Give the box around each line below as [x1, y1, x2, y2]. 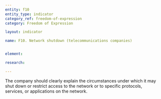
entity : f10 [5, 7, 29, 12]
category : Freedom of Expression [5, 20, 73, 26]
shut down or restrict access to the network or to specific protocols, [5, 83, 142, 89]
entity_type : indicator [5, 12, 54, 17]
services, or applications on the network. [5, 88, 88, 94]
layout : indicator [5, 30, 43, 35]
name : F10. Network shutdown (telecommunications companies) [5, 39, 133, 43]
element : [5, 52, 23, 57]
